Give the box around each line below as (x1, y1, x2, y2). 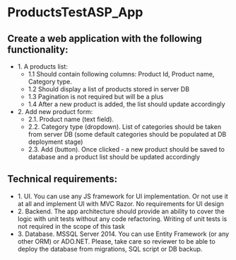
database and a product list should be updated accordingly (28, 153, 200, 161)
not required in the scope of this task (17, 222, 125, 230)
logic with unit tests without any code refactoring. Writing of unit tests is (17, 214, 228, 223)
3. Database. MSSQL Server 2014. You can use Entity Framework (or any (17, 230, 230, 238)
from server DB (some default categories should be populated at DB (28, 130, 227, 138)
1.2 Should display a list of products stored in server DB (28, 85, 189, 93)
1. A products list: (17, 62, 69, 71)
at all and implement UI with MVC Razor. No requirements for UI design (17, 199, 225, 208)
